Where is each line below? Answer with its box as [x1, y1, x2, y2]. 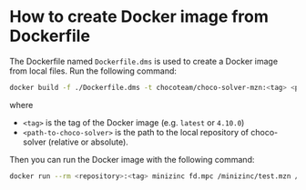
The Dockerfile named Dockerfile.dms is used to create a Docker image [9, 55, 279, 66]
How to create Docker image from [9, 6, 269, 27]
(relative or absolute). [48, 136, 129, 147]
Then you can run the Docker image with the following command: [9, 154, 255, 165]
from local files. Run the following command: [9, 65, 178, 76]
